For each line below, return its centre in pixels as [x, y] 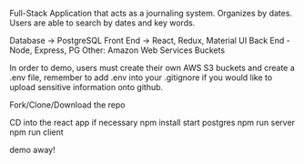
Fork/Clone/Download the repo [67, 105]
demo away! [33, 150]
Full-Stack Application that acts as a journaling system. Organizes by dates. [151, 13]
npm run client [36, 132]
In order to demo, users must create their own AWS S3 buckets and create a [152, 68]
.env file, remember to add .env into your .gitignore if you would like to [141, 77]
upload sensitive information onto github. [86, 87]
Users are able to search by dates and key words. [102, 23]
